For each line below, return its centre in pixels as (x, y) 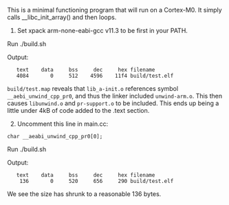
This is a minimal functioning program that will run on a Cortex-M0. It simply (115, 10)
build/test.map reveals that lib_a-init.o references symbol (93, 88)
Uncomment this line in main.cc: (63, 124)
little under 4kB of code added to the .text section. (78, 110)
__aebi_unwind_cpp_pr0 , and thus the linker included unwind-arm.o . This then (115, 96)
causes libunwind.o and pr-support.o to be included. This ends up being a (113, 103)
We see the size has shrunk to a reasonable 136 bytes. (84, 194)
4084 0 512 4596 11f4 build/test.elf (95, 76)
